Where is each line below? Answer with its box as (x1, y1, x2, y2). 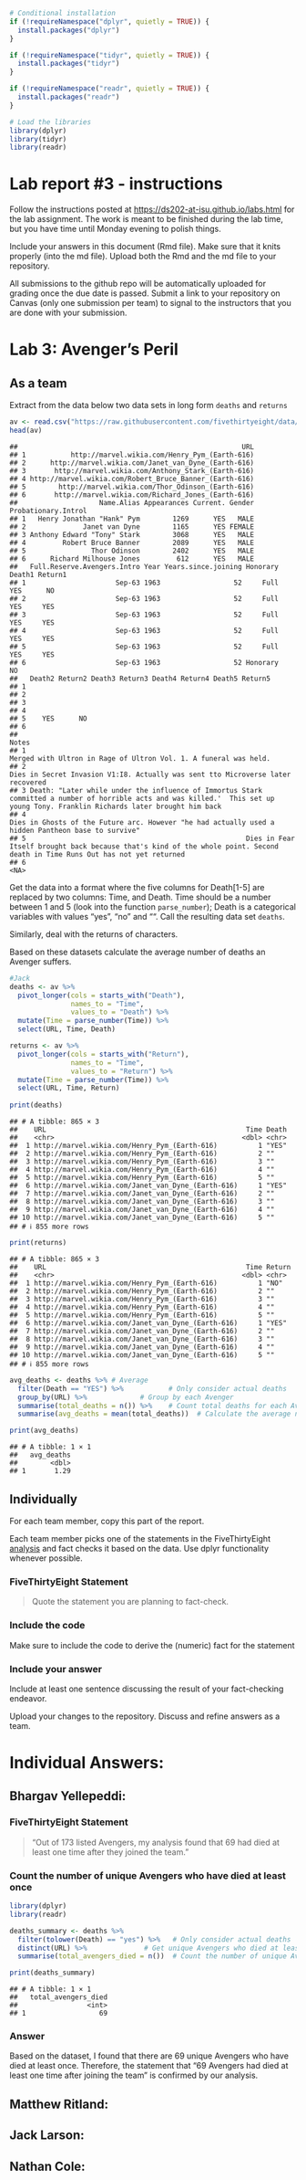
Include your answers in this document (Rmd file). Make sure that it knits (9, 241, 281, 252)
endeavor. (9, 1692, 47, 1703)
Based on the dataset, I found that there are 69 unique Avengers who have (9, 2050, 290, 2061)
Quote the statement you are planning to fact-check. (31, 1596, 229, 1607)
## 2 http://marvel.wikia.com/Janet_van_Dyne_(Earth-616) (9, 458, 255, 468)
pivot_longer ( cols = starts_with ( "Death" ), (17, 991, 185, 1000)
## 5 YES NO (9, 713, 88, 723)
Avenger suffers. (9, 955, 72, 967)
